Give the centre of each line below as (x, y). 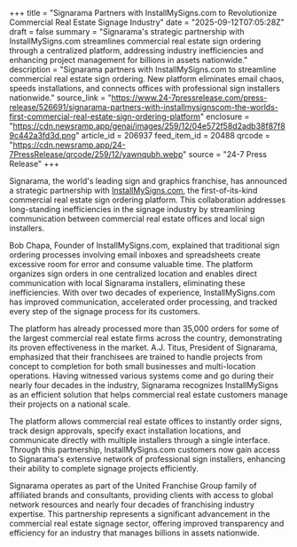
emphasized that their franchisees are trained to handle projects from (136, 357)
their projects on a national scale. (70, 404)
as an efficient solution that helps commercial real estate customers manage (148, 395)
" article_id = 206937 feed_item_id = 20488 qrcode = (172, 135)
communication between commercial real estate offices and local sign (137, 218)
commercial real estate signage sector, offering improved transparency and (147, 523)
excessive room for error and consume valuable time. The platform (131, 264)
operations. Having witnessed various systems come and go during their (142, 376)
